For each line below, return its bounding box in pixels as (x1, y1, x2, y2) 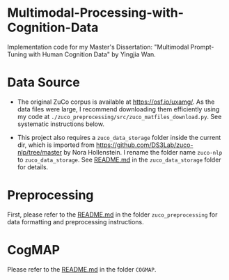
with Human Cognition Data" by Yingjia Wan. (28, 50, 157, 59)
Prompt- (190, 42, 214, 51)
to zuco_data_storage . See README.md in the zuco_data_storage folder (17, 155, 221, 164)
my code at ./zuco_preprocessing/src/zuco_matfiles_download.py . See (17, 112, 222, 120)
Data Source (7, 75, 80, 91)
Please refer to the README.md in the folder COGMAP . (7, 265, 157, 273)
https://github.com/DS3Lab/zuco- (96, 141, 194, 149)
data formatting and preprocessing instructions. (7, 217, 144, 226)
